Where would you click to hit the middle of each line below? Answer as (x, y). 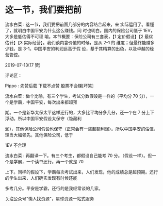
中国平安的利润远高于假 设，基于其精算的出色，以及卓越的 (92, 49)
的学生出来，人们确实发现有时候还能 (41, 178)
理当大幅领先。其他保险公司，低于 (39, 135)
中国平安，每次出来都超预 (52, 102)
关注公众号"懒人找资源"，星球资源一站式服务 (50, 198)
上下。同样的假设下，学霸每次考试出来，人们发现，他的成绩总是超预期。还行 (81, 172)
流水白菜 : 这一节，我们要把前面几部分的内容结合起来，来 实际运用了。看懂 (80, 24)
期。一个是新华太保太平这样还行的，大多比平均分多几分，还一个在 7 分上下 (80, 112)
